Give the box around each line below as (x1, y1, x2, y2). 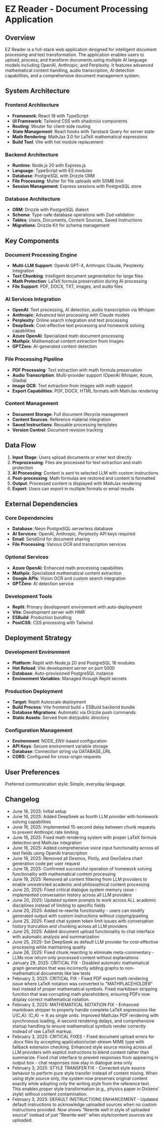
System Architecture (5, 87, 70, 95)
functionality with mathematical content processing (12, 871, 116, 877)
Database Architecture (5, 195, 60, 202)
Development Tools (5, 593, 52, 599)
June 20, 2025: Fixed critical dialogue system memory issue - (12, 887, 137, 892)
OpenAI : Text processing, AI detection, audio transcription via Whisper (12, 307, 155, 313)
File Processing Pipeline (5, 356, 64, 362)
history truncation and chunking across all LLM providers (12, 923, 127, 929)
